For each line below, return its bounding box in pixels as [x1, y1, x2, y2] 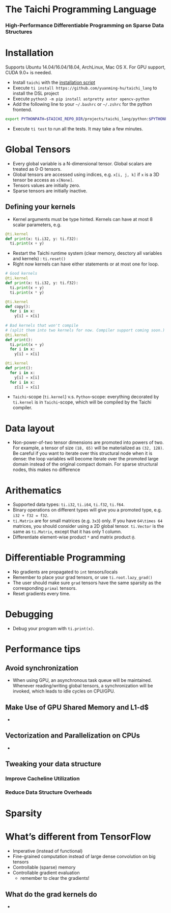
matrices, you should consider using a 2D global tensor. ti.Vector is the [12, 523, 164, 529]
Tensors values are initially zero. [12, 182, 80, 188]
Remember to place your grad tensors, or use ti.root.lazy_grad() [12, 574, 153, 581]
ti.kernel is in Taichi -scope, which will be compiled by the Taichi [12, 399, 152, 405]
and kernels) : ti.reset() [12, 256, 66, 262]
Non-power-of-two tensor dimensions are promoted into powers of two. [12, 439, 164, 446]
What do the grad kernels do [5, 890, 98, 899]
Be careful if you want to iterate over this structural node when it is [12, 450, 153, 456]
